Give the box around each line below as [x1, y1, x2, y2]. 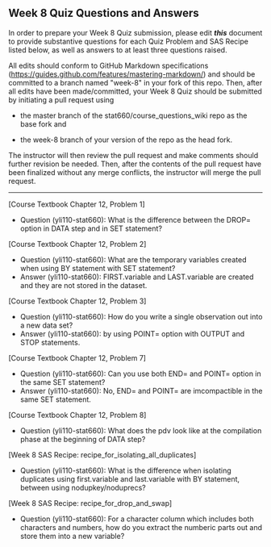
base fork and [19, 119, 67, 128]
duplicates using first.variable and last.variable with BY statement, [19, 474, 240, 483]
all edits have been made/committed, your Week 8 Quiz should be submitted [8, 86, 262, 96]
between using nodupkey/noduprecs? [19, 482, 147, 492]
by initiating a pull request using [8, 94, 115, 104]
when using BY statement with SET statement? [19, 263, 176, 273]
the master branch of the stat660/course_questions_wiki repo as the [19, 111, 248, 120]
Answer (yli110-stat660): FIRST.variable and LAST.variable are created [19, 272, 254, 282]
